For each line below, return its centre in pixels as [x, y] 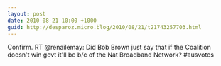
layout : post [27, 14]
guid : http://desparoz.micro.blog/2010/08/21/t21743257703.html [104, 27]
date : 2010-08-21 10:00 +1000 [52, 21]
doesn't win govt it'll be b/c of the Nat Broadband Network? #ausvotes [111, 55]
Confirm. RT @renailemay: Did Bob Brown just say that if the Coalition [109, 48]
